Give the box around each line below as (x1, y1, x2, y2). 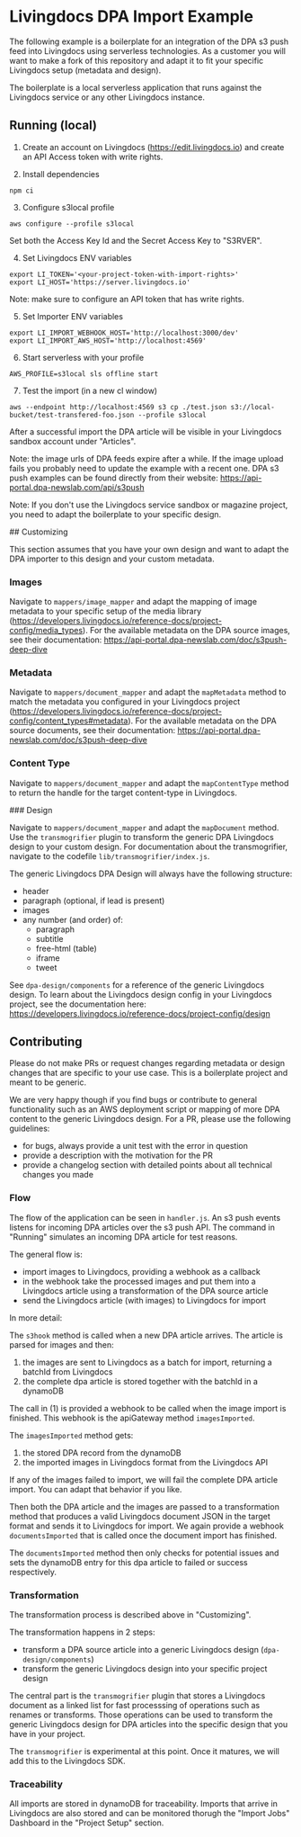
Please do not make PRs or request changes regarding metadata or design (9, 1058, 286, 1069)
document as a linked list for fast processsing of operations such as (9, 1700, 261, 1711)
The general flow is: (9, 1249, 83, 1259)
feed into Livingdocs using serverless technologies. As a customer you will (9, 45, 286, 56)
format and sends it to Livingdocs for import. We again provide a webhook (9, 1520, 285, 1531)
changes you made (22, 1169, 94, 1180)
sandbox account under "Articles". (9, 435, 137, 446)
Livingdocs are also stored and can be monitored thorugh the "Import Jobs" (9, 1808, 290, 1819)
